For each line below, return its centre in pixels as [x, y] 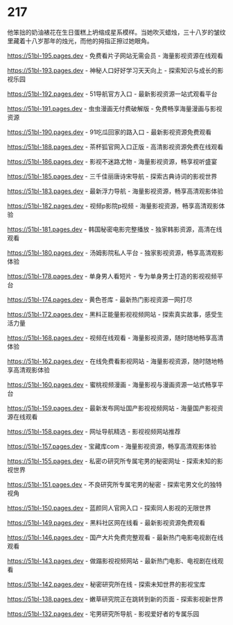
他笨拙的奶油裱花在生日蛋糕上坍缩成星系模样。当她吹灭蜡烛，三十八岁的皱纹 [116, 32]
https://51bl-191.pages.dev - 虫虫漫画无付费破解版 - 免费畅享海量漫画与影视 [115, 108]
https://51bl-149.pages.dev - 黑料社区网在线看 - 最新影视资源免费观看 [106, 522]
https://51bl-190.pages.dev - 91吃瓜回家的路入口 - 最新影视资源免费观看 [109, 132]
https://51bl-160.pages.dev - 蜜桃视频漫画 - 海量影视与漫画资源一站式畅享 [112, 384]
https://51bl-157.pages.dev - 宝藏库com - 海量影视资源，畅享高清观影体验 [112, 446]
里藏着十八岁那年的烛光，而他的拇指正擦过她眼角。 [80, 41]
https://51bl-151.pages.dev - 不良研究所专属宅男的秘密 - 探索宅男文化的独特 [115, 484]
